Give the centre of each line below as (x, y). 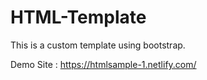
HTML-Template (78, 17)
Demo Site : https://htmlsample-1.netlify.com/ (103, 64)
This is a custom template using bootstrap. (98, 45)
